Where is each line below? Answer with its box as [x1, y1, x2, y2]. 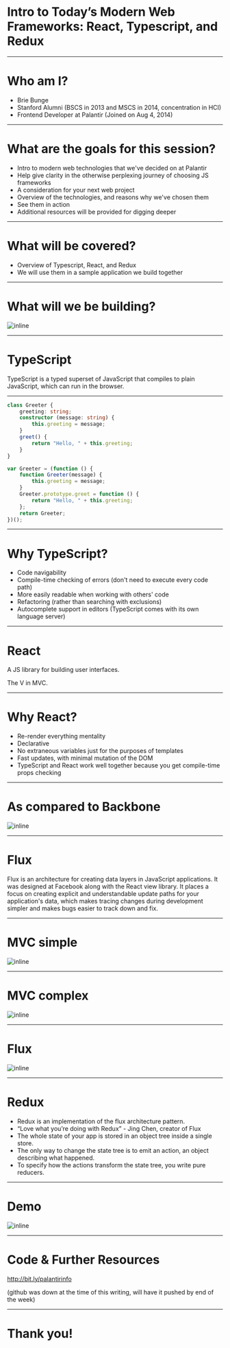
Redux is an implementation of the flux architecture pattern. [16, 1117, 186, 1125]
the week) [7, 1295, 36, 1303]
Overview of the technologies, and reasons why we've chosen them [16, 193, 209, 201]
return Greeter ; [19, 510, 66, 517]
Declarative [16, 739, 50, 748]
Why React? [7, 709, 77, 725]
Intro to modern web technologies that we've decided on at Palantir [16, 164, 207, 172]
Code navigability [16, 568, 67, 577]
